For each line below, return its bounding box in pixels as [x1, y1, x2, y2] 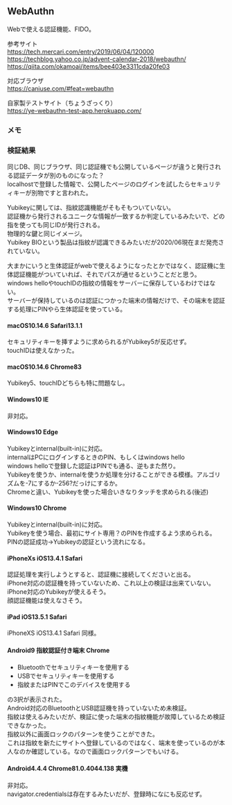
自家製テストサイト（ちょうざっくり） [7, 99, 116, 107]
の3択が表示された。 [7, 695, 66, 704]
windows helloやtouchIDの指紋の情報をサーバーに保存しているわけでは [7, 279, 210, 288]
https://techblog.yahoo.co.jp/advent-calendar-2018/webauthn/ [7, 55, 186, 63]
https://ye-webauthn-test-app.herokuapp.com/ [7, 106, 142, 115]
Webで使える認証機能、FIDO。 [7, 24, 96, 33]
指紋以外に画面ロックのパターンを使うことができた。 [7, 729, 159, 738]
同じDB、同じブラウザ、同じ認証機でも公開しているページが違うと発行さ [7, 163, 215, 171]
